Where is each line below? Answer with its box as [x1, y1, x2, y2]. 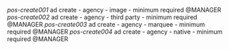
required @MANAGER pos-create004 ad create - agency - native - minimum [7, 27, 223, 36]
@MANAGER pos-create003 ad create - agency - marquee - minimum [7, 21, 205, 28]
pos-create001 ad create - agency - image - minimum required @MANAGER [7, 6, 221, 14]
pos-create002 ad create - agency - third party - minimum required [7, 13, 198, 21]
